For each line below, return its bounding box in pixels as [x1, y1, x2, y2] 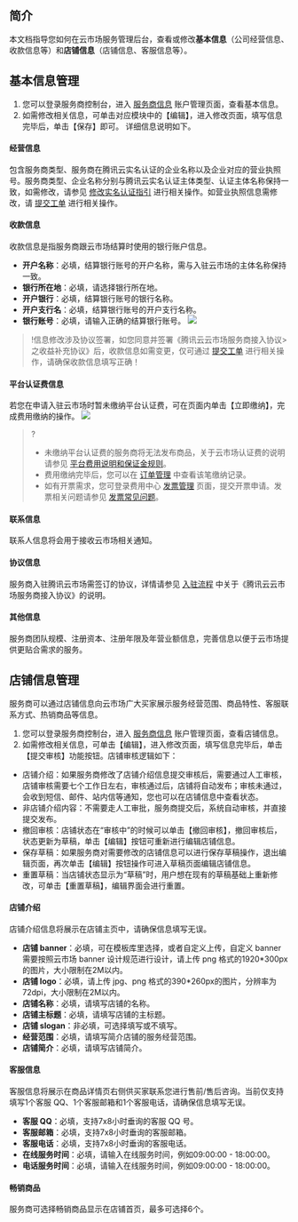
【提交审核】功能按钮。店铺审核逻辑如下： [21, 750, 178, 761]
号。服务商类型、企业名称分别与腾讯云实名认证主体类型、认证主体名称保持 [9, 175, 281, 186]
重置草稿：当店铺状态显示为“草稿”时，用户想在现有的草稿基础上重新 [21, 869, 271, 880]
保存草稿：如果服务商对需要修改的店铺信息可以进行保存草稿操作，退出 [21, 847, 279, 858]
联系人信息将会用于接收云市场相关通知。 [9, 535, 157, 546]
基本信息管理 [9, 74, 80, 89]
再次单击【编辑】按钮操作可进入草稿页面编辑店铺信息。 [52, 858, 255, 868]
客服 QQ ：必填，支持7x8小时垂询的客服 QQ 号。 [21, 1116, 199, 1127]
